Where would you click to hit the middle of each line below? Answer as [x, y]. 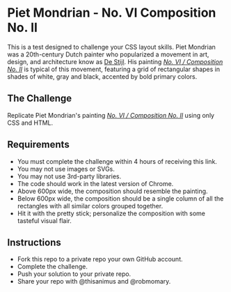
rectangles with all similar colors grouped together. [90, 206]
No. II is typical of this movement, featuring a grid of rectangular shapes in [114, 69]
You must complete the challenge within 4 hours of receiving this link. [117, 161]
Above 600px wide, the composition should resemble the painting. [112, 191]
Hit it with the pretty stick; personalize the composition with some [111, 213]
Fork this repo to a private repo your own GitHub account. [100, 259]
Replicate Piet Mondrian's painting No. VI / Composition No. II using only [111, 115]
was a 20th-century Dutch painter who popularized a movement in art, [108, 54]
